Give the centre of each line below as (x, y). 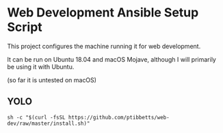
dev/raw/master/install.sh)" (49, 123)
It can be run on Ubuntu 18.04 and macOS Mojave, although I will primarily (112, 59)
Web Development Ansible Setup (103, 13)
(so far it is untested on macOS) (52, 80)
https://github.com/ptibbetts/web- (119, 117)
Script (25, 27)
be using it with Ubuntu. (41, 66)
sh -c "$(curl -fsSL (37, 117)
